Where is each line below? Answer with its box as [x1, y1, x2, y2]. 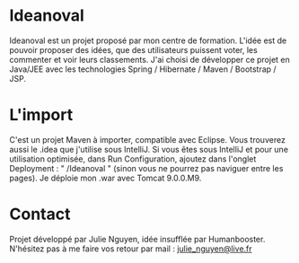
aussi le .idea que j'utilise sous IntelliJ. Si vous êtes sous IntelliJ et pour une [9, 144, 289, 154]
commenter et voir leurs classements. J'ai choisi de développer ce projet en [9, 54, 290, 65]
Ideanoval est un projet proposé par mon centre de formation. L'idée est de [9, 35, 287, 46]
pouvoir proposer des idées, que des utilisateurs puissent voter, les [9, 44, 258, 55]
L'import [9, 105, 74, 126]
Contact [9, 204, 71, 224]
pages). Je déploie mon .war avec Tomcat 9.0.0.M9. [9, 172, 202, 183]
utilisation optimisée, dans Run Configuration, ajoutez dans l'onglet [9, 153, 257, 164]
